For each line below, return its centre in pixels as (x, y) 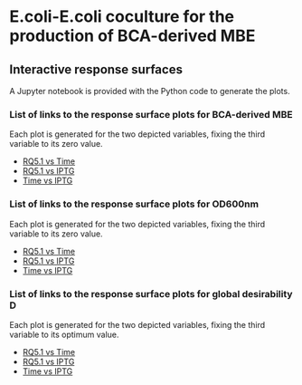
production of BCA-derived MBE (132, 36)
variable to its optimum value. (64, 334)
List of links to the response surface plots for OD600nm (134, 204)
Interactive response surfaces (96, 69)
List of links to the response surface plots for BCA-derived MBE (151, 114)
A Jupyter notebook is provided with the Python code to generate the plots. (150, 91)
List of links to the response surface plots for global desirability (151, 294)
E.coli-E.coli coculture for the (122, 17)
